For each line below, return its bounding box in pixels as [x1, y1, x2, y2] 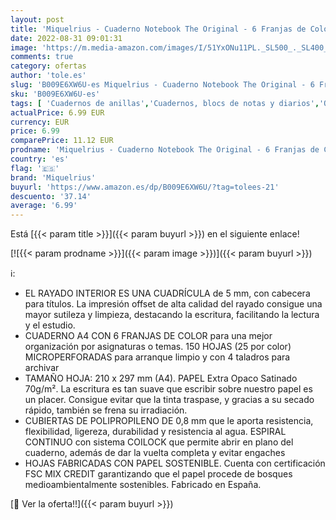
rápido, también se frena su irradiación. [24, 404, 188, 416]
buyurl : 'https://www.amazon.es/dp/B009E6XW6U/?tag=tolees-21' [10, 182, 280, 192]
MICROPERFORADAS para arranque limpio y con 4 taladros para [24, 351, 291, 363]
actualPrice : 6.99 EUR [10, 107, 105, 118]
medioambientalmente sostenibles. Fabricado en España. [24, 479, 262, 491]
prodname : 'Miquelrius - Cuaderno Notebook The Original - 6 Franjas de [10, 145, 320, 155]
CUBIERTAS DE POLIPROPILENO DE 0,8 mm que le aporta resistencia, [24, 415, 314, 427]
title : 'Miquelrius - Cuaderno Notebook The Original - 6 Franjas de [10, 24, 307, 34]
